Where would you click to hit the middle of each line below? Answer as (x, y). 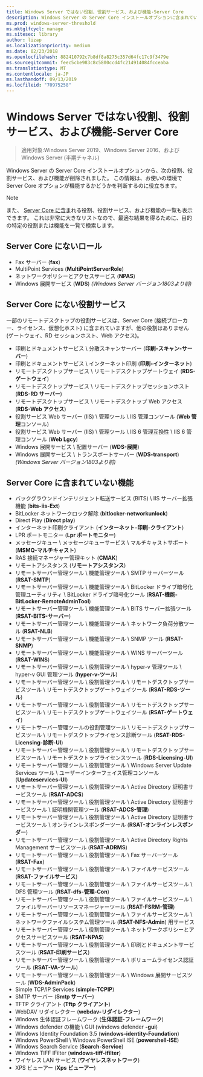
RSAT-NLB (37, 631)
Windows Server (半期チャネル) (60, 157)
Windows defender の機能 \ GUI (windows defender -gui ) (86, 1027)
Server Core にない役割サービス (66, 304)
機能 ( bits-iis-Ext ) (37, 506)
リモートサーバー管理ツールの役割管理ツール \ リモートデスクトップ (99, 727)
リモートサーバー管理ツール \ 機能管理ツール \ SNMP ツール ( (91, 639)
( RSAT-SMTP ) (33, 580)
